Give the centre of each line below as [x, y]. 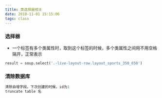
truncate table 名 [23, 91]
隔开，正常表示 [27, 54]
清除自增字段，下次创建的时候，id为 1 [37, 87]
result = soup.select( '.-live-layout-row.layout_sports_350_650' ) [74, 63]
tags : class [17, 18]
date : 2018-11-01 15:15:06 [32, 14]
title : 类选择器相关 [24, 9]
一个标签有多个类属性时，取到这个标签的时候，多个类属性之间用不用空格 [84, 48]
